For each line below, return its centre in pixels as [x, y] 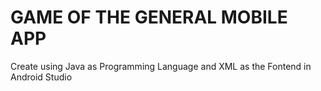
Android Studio [41, 77]
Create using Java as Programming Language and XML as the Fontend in [161, 66]
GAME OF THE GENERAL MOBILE [149, 17]
